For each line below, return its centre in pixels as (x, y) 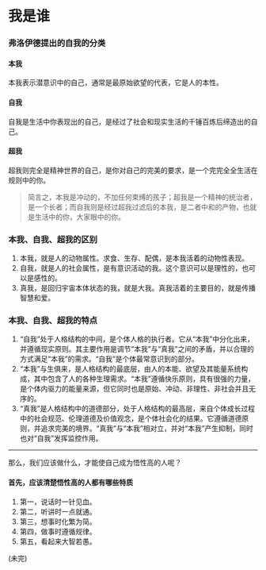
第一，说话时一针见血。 (58, 502)
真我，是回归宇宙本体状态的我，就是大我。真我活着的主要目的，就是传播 (137, 288)
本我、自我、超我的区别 (53, 239)
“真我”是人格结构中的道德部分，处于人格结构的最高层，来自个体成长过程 (137, 409)
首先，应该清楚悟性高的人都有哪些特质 (70, 482)
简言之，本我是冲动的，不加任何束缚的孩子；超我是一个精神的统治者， (142, 197)
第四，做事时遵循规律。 (58, 531)
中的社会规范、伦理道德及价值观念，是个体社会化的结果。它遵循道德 (131, 418)
